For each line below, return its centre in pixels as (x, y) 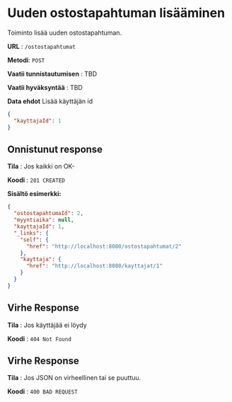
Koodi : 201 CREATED (36, 180)
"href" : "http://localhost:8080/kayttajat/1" (94, 266)
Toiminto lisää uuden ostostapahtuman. (65, 33)
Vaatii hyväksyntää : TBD (45, 87)
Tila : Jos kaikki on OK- (41, 166)
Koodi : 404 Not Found (40, 338)
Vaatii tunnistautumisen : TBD (52, 74)
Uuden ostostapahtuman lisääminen (116, 13)
